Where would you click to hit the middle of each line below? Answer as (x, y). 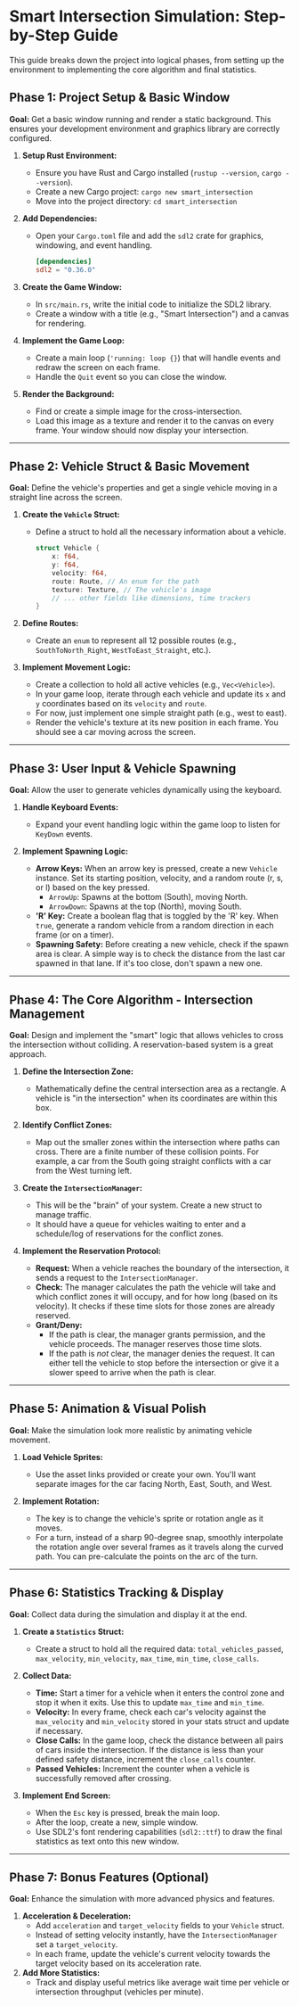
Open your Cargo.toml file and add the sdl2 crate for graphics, (149, 235)
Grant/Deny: (59, 1325)
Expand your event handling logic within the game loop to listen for (158, 825)
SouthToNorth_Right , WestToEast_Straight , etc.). (123, 650)
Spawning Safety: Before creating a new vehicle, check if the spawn (162, 945)
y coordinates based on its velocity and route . (121, 704)
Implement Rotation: (61, 1501)
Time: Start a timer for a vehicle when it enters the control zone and (160, 1693)
